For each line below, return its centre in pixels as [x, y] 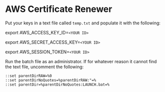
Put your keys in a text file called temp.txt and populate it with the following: [83, 23]
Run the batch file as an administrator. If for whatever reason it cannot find [81, 61]
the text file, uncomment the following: [44, 67]
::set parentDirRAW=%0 [28, 76]
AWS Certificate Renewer [59, 9]
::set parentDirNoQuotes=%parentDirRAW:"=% [51, 80]
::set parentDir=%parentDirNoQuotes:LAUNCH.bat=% [57, 85]
